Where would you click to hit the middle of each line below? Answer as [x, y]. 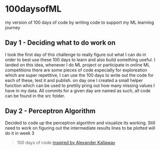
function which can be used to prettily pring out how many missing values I [80, 85]
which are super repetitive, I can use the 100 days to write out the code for [80, 75]
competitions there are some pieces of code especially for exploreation [76, 70]
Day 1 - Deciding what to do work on [60, 43]
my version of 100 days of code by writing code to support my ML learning [80, 22]
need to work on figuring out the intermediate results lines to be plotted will [80, 128]
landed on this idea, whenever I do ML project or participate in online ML [78, 65]
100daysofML [33, 9]
